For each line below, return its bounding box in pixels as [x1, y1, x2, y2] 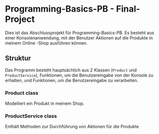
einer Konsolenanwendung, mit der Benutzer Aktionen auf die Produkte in [5, 35, 153, 41]
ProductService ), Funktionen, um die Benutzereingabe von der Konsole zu [5, 72, 154, 78]
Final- [116, 3, 140, 15]
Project [5, 14, 35, 25]
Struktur [5, 54, 31, 63]
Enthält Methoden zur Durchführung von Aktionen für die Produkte [5, 124, 139, 130]
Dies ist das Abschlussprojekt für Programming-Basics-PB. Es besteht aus [5, 30, 155, 35]
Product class [5, 89, 39, 96]
